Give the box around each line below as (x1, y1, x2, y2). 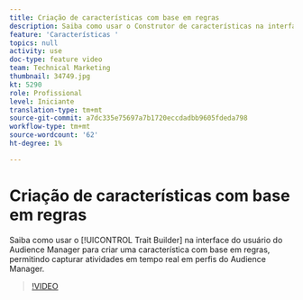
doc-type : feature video (9, 55, 103, 64)
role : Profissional (9, 88, 83, 97)
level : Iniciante (9, 96, 75, 106)
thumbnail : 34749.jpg (9, 72, 91, 81)
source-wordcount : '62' (9, 131, 99, 140)
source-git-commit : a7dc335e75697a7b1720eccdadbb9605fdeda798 (9, 114, 248, 123)
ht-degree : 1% (9, 139, 63, 148)
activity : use (9, 47, 63, 56)
